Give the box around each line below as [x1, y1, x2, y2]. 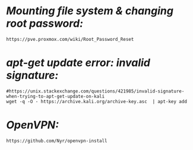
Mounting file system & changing [6, 4, 174, 18]
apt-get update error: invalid [6, 56, 150, 69]
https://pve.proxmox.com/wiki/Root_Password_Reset [6, 36, 134, 42]
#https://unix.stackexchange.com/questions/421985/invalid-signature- [6, 88, 185, 94]
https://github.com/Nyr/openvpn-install [6, 138, 108, 143]
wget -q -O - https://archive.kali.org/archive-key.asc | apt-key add [6, 98, 187, 104]
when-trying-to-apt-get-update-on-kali [6, 93, 105, 99]
